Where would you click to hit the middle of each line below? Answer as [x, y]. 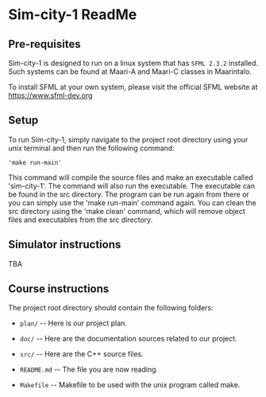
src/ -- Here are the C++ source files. [82, 354]
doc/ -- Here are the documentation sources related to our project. [128, 339]
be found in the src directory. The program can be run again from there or [129, 194]
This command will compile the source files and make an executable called [131, 177]
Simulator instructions [65, 245]
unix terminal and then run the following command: [91, 148]
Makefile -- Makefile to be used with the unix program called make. [130, 385]
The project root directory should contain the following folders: [111, 308]
